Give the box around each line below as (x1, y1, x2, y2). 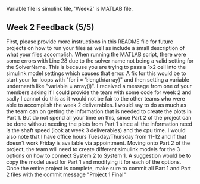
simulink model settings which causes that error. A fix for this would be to (6, 70, 186, 77)
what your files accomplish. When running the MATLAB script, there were (6, 51, 186, 58)
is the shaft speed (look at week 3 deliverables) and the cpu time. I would (6, 126, 186, 133)
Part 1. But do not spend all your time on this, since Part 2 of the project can (6, 114, 192, 121)
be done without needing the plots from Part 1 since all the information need (6, 120, 192, 127)
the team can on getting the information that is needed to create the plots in (6, 107, 192, 115)
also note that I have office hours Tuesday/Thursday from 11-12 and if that (6, 133, 186, 140)
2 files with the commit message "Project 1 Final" (6, 171, 126, 178)
